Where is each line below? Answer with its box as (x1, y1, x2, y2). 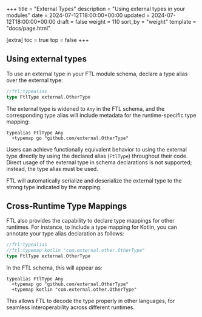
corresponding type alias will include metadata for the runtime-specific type (6, 111, 197, 119)
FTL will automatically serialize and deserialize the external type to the (6, 176, 182, 184)
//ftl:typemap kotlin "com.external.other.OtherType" (6, 248, 146, 254)
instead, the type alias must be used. (6, 165, 98, 172)
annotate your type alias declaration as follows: (6, 230, 124, 237)
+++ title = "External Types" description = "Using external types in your (6, 5, 186, 12)
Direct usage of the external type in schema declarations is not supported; (6, 158, 192, 166)
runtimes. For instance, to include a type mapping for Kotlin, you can (6, 223, 177, 231)
